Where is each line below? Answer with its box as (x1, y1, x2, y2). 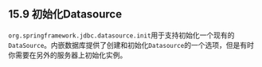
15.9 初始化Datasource (8, 7, 122, 22)
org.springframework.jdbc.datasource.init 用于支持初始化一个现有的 (8, 30, 235, 40)
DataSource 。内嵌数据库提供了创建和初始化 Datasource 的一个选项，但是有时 (8, 40, 255, 49)
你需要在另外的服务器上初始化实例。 (8, 50, 127, 60)
